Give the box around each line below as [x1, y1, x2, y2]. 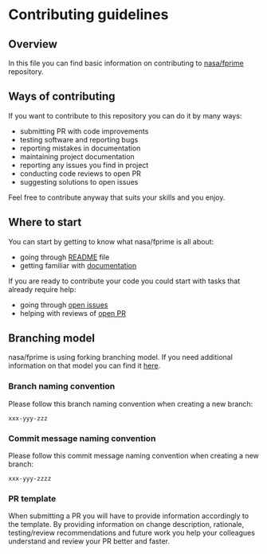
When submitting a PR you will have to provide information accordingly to [8, 511, 249, 521]
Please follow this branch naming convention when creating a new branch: [8, 399, 253, 408]
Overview [8, 37, 58, 51]
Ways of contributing [8, 90, 116, 103]
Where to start [8, 216, 82, 229]
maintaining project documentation [19, 151, 135, 161]
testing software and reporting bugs [19, 135, 139, 144]
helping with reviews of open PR [19, 308, 126, 318]
